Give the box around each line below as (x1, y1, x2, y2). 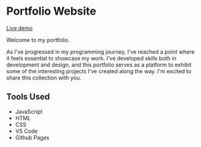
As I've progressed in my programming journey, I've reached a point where (6, 48, 195, 56)
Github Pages (15, 134, 50, 141)
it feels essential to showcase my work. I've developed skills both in (6, 54, 177, 62)
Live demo (6, 24, 33, 32)
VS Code (15, 127, 38, 135)
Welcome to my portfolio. (6, 36, 70, 43)
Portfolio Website (6, 4, 97, 18)
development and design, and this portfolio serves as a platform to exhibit (6, 61, 192, 68)
